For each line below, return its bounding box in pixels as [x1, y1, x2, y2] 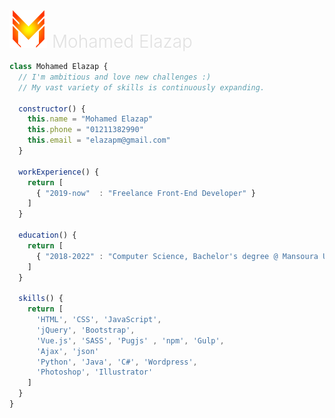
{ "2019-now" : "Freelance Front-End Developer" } [35, 188, 256, 198]
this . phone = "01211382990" [27, 125, 144, 135]
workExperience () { [18, 167, 100, 177]
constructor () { [18, 104, 86, 114]
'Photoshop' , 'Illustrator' [35, 367, 154, 378]
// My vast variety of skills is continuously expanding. [18, 82, 266, 93]
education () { [18, 230, 77, 240]
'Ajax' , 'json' [35, 346, 100, 356]
